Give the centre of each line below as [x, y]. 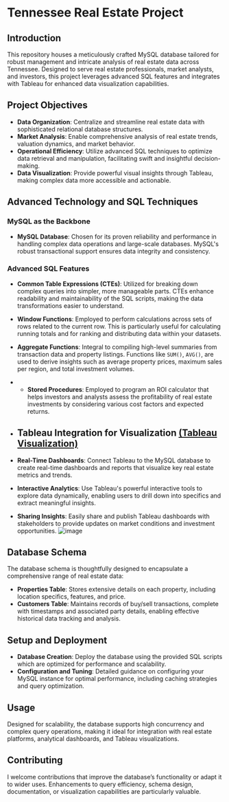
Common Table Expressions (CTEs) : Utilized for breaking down [108, 284]
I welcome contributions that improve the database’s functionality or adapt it [114, 777]
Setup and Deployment [57, 640]
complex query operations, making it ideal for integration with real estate [110, 732]
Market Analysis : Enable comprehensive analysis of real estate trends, [117, 136]
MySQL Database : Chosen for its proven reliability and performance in [117, 236]
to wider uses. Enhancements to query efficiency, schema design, [100, 784]
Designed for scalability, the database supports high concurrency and [106, 724]
